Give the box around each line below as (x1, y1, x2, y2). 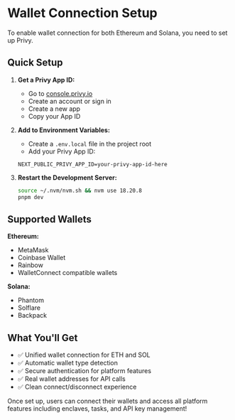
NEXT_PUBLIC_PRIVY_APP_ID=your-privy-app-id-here (17, 161, 168, 168)
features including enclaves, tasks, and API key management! (7, 404, 187, 413)
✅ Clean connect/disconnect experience (17, 382, 137, 392)
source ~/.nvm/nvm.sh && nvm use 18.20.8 (17, 187, 143, 194)
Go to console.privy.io (28, 89, 93, 97)
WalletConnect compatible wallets (17, 269, 118, 277)
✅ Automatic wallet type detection (17, 359, 119, 367)
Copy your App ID (28, 112, 81, 120)
